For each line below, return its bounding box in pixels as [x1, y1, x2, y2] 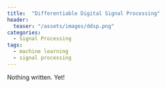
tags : [7, 42, 23, 48]
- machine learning [13, 48, 69, 55]
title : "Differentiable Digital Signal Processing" [7, 10, 161, 17]
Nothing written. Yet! [7, 73, 65, 81]
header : [7, 16, 29, 23]
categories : [7, 29, 41, 36]
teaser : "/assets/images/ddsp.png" [13, 23, 115, 29]
